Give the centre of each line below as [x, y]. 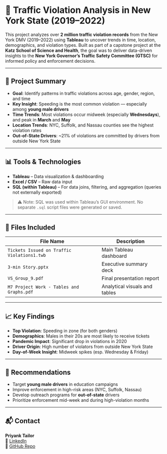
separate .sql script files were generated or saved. [70, 207]
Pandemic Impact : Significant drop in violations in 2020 [70, 341]
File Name [52, 241]
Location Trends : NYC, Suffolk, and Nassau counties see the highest [83, 125]
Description [131, 241]
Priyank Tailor [20, 436]
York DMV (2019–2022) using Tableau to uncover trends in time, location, [81, 40]
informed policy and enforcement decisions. [50, 61]
